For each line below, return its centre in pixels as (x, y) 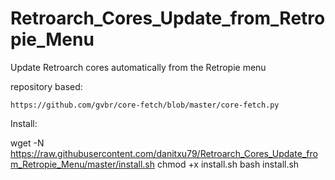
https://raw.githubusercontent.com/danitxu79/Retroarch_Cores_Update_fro (164, 153)
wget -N (27, 143)
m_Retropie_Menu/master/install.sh (83, 164)
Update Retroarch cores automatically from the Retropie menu (138, 67)
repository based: (46, 86)
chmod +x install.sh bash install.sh (228, 164)
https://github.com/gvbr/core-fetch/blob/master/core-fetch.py (145, 105)
